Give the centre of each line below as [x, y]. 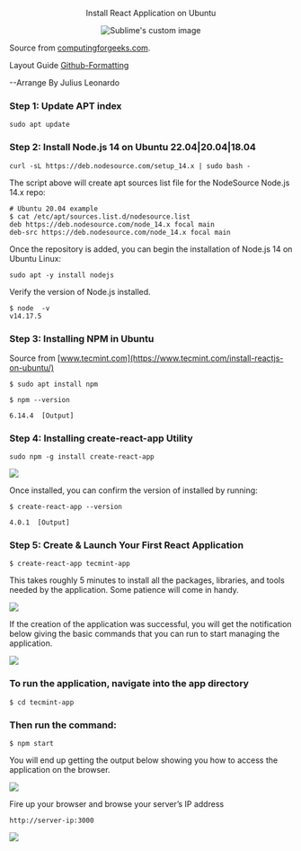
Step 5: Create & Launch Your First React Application [127, 545]
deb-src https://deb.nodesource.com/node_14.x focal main [120, 232]
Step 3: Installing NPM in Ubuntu [82, 338]
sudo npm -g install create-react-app [82, 457]
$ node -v [30, 308]
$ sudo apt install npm [54, 384]
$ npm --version [40, 399]
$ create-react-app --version [66, 507]
